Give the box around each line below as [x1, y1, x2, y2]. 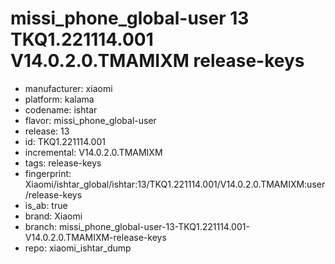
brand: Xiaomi [24, 210, 83, 222]
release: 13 [24, 125, 70, 137]
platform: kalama [24, 93, 95, 105]
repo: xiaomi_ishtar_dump [24, 242, 132, 254]
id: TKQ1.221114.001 [24, 135, 106, 147]
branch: [24, 220, 58, 232]
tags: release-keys [24, 157, 102, 169]
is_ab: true [24, 199, 68, 211]
